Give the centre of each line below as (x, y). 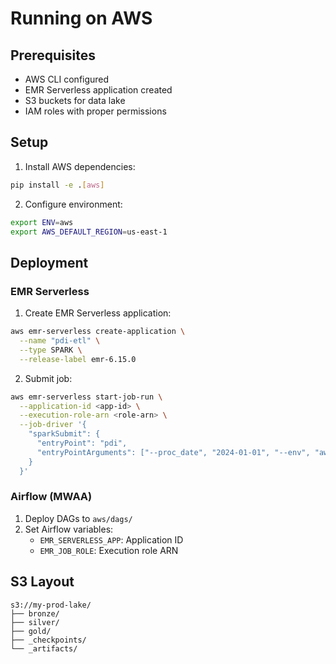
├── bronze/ (35, 613)
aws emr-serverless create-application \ (98, 332)
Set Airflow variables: (69, 529)
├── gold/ (31, 631)
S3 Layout (42, 582)
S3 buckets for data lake (75, 100)
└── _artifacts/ (44, 648)
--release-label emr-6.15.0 (78, 359)
